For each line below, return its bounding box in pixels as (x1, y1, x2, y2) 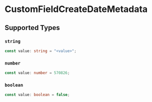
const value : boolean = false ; (4, 92, 70, 97)
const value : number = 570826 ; (4, 70, 70, 75)
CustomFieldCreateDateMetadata (4, 3, 148, 15)
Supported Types (4, 23, 60, 32)
